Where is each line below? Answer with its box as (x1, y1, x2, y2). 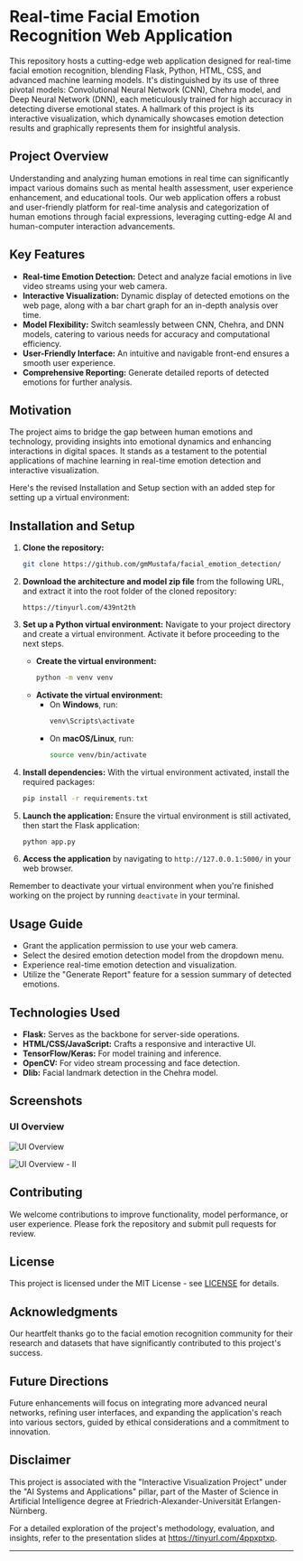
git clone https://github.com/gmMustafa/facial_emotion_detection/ (22, 560, 281, 569)
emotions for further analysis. (22, 377, 133, 388)
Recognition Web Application (9, 25, 233, 46)
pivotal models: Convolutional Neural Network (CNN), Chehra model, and (9, 84, 281, 95)
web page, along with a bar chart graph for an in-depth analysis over (22, 300, 279, 311)
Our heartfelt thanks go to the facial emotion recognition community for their (9, 1328, 293, 1339)
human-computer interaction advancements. (9, 220, 176, 231)
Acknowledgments (9, 1304, 119, 1320)
